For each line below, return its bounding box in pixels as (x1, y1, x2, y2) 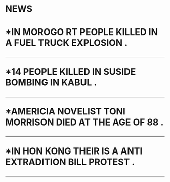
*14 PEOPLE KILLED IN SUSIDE (5, 66, 136, 78)
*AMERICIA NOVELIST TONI (5, 106, 125, 117)
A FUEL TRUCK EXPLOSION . (5, 37, 128, 49)
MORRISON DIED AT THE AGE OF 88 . (5, 116, 164, 128)
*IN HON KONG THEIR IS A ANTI (5, 145, 143, 157)
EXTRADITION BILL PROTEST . (5, 156, 135, 168)
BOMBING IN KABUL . (5, 77, 97, 88)
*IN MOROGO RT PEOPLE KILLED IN (5, 26, 158, 38)
